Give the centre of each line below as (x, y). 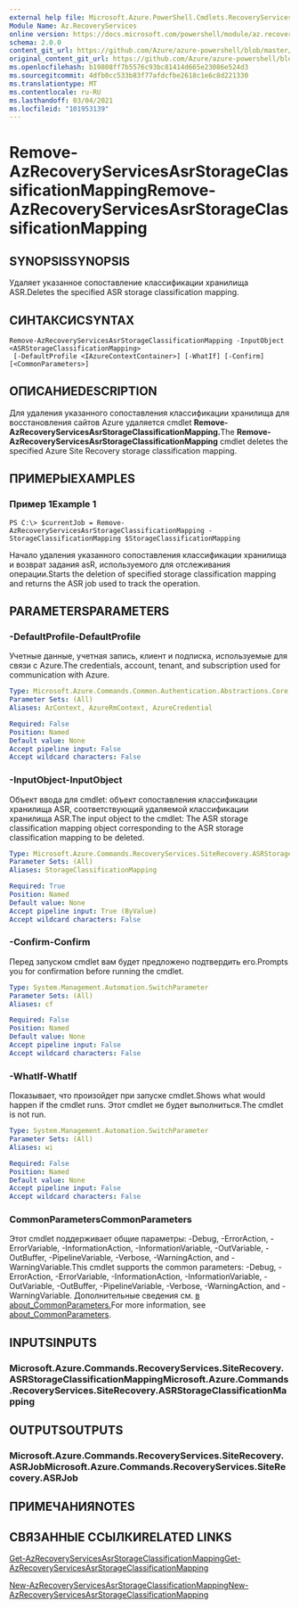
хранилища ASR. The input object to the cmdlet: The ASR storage (129, 818)
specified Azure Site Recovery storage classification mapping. (123, 450)
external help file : (48, 17)
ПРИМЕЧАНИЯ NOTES (72, 1507)
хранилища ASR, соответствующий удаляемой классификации (129, 809)
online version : (39, 34)
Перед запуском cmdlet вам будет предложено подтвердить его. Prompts (149, 961)
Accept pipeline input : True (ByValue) (83, 911)
